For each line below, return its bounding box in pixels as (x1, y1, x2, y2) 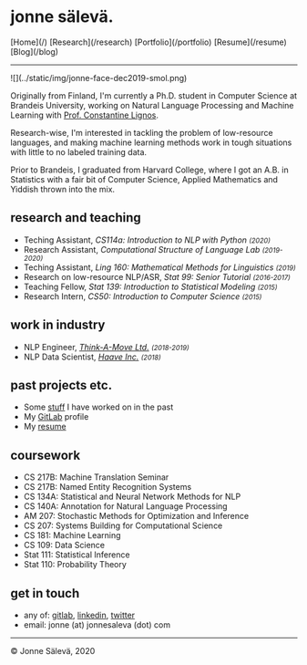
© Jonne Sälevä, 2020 (10, 646, 96, 656)
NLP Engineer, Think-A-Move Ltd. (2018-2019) (23, 341, 189, 352)
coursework (10, 447, 81, 462)
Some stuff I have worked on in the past (23, 401, 174, 412)
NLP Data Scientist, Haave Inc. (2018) (23, 351, 162, 362)
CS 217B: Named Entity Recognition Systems (23, 482, 192, 493)
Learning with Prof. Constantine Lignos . (10, 109, 159, 120)
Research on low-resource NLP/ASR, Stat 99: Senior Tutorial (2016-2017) (23, 271, 291, 282)
